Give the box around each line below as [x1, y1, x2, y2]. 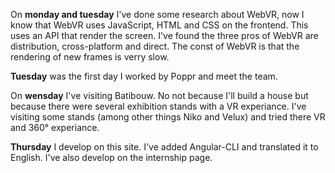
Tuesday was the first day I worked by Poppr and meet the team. [10, 70, 278, 82]
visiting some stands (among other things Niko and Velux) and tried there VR [10, 111, 326, 123]
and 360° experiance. [10, 122, 100, 133]
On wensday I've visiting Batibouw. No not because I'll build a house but [10, 90, 309, 101]
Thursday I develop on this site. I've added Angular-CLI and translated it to [10, 141, 319, 153]
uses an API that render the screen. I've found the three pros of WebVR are [10, 30, 319, 41]
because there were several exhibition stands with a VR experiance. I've [10, 100, 307, 112]
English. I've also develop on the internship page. [10, 152, 213, 163]
